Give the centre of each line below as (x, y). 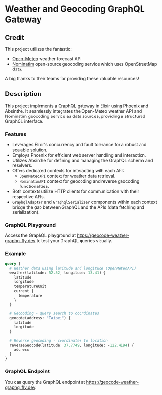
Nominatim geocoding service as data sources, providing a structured (75, 116)
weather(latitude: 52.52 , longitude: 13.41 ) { (58, 273)
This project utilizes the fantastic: (39, 49)
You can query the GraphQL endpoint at (45, 382)
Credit (15, 37)
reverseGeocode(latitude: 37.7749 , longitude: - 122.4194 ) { (72, 345)
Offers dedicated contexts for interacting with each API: (68, 171)
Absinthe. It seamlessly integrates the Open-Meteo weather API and (73, 111)
